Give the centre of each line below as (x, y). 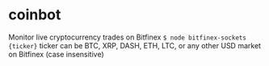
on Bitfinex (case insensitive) (57, 54)
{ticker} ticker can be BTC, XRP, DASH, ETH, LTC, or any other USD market (134, 45)
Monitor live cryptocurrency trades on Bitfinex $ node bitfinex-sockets (127, 37)
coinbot (35, 15)
